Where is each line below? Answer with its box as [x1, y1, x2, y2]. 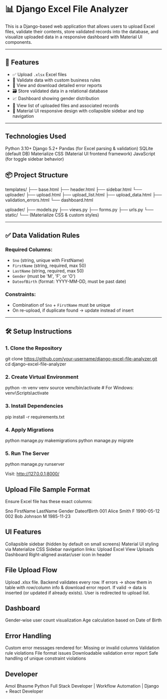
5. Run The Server [5, 450, 50, 457]
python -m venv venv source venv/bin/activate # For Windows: [5, 385, 134, 391]
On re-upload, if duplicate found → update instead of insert [12, 307, 134, 313]
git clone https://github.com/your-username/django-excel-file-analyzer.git [5, 356, 158, 362]
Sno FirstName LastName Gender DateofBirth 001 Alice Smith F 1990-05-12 [5, 508, 160, 514]
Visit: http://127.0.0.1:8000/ [5, 471, 60, 477]
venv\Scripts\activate [5, 390, 49, 396]
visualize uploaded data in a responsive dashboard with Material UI [5, 34, 143, 40]
